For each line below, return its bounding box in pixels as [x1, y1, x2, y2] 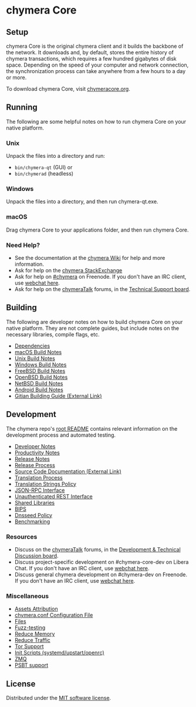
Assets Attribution [14, 605, 58, 613]
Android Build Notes [14, 386, 63, 393]
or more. [6, 74, 27, 81]
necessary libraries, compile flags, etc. [6, 331, 100, 338]
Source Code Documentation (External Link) [14, 468, 121, 475]
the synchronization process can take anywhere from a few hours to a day [6, 68, 186, 74]
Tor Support [14, 643, 44, 650]
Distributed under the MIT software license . [6, 695, 111, 702]
